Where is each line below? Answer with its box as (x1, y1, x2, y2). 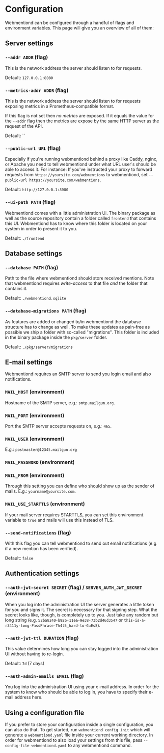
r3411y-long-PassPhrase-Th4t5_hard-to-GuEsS (5, 623, 98, 628)
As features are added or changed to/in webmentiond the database (5, 318, 141, 325)
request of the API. (5, 123, 43, 129)
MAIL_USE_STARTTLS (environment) (5, 501, 85, 507)
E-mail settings (5, 358, 53, 366)
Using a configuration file (5, 708, 84, 717)
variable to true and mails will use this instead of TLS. (5, 517, 114, 523)
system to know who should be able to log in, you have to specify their (5, 689, 148, 695)
